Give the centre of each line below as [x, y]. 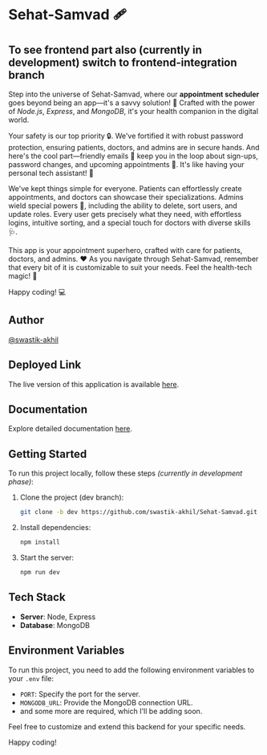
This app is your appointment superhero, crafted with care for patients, [125, 250]
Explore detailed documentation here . [70, 429]
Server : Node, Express [58, 616]
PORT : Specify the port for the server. [80, 694]
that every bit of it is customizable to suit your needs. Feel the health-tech [130, 267]
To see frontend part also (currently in [105, 49]
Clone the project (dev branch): [72, 497]
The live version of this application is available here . [94, 384]
